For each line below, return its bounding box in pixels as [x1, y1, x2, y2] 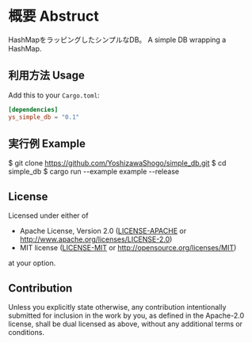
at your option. [8, 258, 56, 268]
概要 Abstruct [8, 7, 99, 25]
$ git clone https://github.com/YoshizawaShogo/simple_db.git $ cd [8, 158, 227, 168]
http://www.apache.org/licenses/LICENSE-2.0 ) [19, 234, 173, 244]
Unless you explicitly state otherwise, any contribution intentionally [8, 302, 227, 311]
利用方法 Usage [8, 69, 86, 82]
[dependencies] [8, 105, 59, 113]
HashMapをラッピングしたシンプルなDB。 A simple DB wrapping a [8, 35, 227, 44]
